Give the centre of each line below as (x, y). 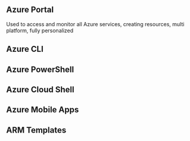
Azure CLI (25, 49)
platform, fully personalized (40, 30)
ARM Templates (36, 130)
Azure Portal (30, 10)
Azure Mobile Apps (43, 110)
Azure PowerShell (40, 69)
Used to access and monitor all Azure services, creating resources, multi (95, 24)
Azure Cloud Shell (40, 90)
